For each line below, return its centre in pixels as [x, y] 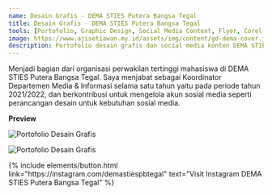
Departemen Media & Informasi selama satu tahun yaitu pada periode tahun [134, 86]
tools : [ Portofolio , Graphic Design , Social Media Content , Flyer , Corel [136, 31]
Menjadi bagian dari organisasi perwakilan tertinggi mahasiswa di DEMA [129, 68]
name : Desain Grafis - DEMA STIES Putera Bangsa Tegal [103, 16]
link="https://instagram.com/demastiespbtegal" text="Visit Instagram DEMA [135, 174]
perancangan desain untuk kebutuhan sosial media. [94, 103]
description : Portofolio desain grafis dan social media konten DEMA [128, 46]
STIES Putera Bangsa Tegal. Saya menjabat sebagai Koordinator [115, 77]
